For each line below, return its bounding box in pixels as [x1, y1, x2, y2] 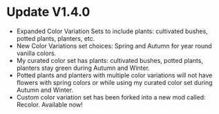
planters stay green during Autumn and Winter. [16, 64, 150, 72]
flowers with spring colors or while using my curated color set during [16, 78, 213, 86]
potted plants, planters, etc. [16, 34, 95, 42]
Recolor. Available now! [16, 100, 84, 108]
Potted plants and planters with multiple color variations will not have [16, 70, 213, 79]
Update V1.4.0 [6, 4, 91, 20]
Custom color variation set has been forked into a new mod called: [16, 93, 206, 101]
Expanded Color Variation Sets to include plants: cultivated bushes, [16, 27, 208, 35]
